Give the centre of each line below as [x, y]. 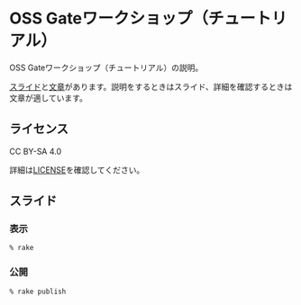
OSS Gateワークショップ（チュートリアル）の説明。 [106, 67]
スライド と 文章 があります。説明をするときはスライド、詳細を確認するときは [151, 86]
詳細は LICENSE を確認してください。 [77, 170]
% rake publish [38, 292]
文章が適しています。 [49, 98]
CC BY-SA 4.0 [36, 151]
